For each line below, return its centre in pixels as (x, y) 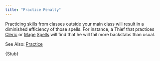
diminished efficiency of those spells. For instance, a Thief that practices (80, 29)
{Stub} (12, 54)
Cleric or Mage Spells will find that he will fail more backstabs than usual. (80, 34)
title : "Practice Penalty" (33, 10)
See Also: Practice (24, 44)
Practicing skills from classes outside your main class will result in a (75, 24)
